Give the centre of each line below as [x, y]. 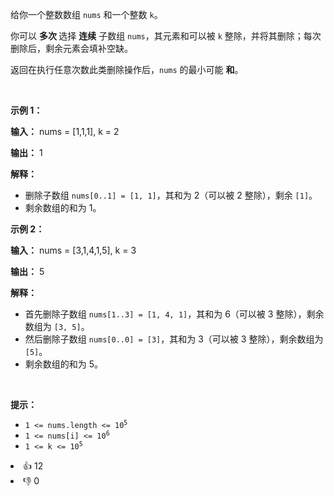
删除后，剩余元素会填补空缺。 [71, 48]
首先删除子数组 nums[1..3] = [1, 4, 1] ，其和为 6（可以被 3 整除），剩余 [174, 314]
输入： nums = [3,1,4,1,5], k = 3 [73, 250]
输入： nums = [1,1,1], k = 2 [65, 131]
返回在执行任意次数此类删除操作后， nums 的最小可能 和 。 [127, 69]
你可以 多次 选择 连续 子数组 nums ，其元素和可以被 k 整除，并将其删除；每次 [166, 36]
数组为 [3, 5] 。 [57, 326]
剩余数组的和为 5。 [64, 364]
